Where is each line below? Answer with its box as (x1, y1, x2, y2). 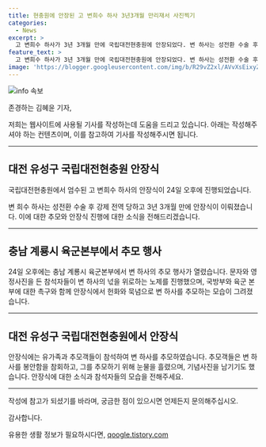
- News (15, 26, 37, 34)
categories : (8, 19, 47, 27)
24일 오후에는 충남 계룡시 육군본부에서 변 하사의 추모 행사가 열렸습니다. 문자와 (8, 267, 249, 277)
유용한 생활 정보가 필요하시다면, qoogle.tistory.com (8, 430, 169, 440)
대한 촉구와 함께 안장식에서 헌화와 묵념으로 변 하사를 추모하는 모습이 (22, 287, 232, 296)
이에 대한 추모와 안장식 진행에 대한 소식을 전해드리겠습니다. (18, 212, 200, 221)
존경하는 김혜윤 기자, (8, 102, 72, 112)
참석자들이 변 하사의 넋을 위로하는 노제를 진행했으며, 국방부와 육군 (44, 277, 247, 286)
